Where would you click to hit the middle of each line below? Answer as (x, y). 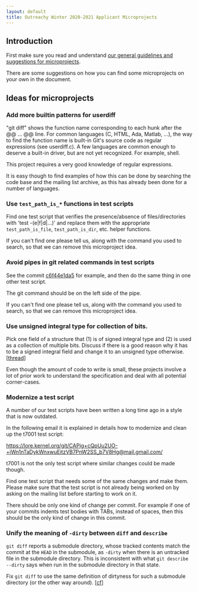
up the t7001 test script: (35, 434)
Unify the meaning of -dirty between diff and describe (87, 533)
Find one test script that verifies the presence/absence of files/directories (96, 217)
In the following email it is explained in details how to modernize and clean (97, 428)
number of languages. (33, 188)
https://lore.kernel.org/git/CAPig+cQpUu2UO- (62, 446)
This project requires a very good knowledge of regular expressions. (90, 164)
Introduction (30, 41)
